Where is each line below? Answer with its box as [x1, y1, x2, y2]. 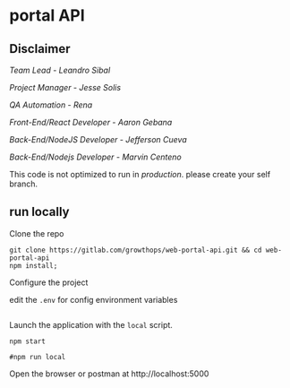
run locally [9, 204, 70, 220]
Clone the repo [9, 228, 64, 238]
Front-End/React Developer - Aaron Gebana [9, 117, 173, 127]
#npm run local [9, 352, 66, 361]
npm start [9, 337, 47, 346]
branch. [9, 178, 38, 189]
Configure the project [9, 277, 89, 288]
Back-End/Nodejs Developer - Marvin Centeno [9, 151, 182, 162]
